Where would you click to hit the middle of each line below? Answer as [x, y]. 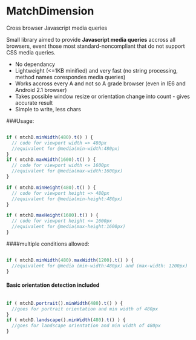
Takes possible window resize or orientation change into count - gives [103, 96]
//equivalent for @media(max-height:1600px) [69, 227]
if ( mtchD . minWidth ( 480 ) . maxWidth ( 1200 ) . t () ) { [70, 260]
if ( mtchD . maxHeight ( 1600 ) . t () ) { [52, 215]
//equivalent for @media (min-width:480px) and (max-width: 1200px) [100, 266]
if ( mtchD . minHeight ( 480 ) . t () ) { [51, 188]
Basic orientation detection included [53, 285]
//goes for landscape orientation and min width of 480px [87, 326]
